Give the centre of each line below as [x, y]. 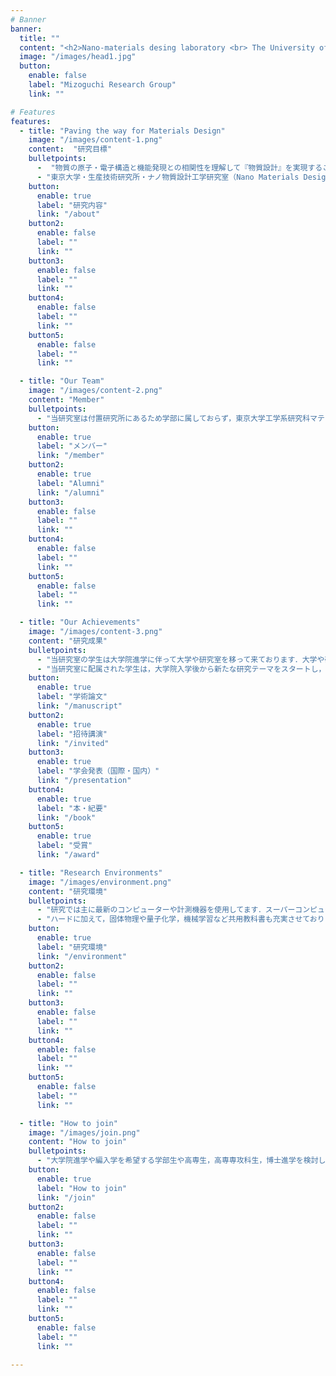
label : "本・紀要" [72, 808]
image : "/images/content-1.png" [95, 140]
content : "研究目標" [70, 149]
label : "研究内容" [72, 205]
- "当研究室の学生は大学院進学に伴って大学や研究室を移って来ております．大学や [180, 659]
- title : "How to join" [68, 1123]
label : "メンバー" [72, 446]
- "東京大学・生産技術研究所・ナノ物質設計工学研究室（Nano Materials [168, 177]
